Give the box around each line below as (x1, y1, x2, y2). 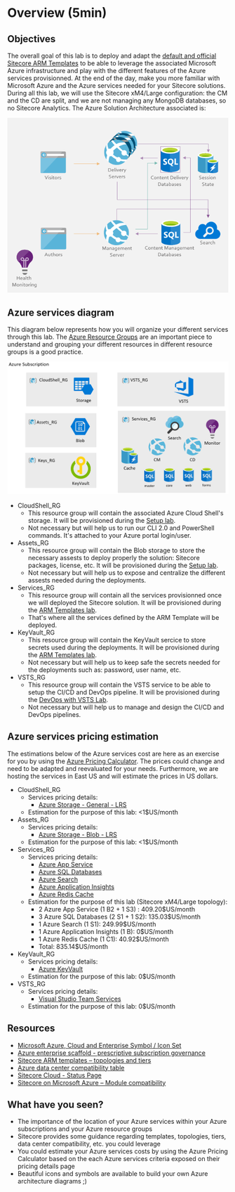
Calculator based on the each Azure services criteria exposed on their (17, 1155, 220, 1163)
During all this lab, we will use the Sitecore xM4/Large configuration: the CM (7, 89, 228, 97)
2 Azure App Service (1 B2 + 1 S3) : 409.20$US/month (38, 905, 196, 913)
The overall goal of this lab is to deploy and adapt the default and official (7, 51, 217, 60)
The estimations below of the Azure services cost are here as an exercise (7, 749, 220, 758)
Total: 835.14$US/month (38, 942, 109, 950)
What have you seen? (7, 1099, 104, 1111)
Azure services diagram (7, 306, 114, 318)
